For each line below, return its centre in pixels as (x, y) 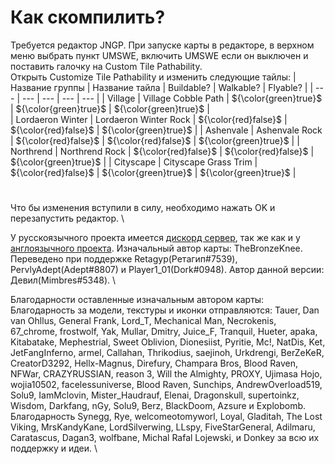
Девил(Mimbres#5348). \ (63, 280)
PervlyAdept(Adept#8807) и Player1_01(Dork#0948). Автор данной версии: (167, 270)
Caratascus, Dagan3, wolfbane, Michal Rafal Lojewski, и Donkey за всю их (165, 438)
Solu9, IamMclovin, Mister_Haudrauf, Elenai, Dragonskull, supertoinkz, (155, 395)
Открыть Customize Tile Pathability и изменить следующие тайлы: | (153, 77)
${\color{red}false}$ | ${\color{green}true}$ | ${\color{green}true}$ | (153, 172)
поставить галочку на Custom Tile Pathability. (106, 66)
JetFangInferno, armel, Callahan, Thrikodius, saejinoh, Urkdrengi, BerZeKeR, (167, 353)
